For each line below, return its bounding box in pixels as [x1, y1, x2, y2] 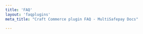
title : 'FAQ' [5, 7, 33, 12]
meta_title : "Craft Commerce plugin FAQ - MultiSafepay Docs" [5, 16, 138, 21]
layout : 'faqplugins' [5, 12, 51, 17]
